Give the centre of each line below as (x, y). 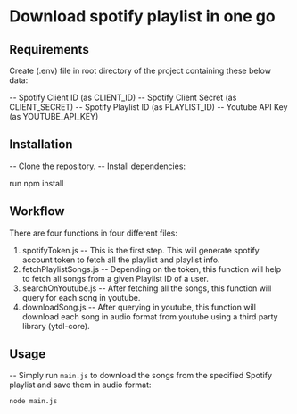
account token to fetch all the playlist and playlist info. (121, 260)
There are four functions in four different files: (94, 233)
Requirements (49, 50)
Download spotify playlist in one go (142, 17)
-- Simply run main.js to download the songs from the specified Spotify (141, 376)
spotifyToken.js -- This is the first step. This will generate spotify (141, 250)
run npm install (37, 183)
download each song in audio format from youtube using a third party (150, 316)
